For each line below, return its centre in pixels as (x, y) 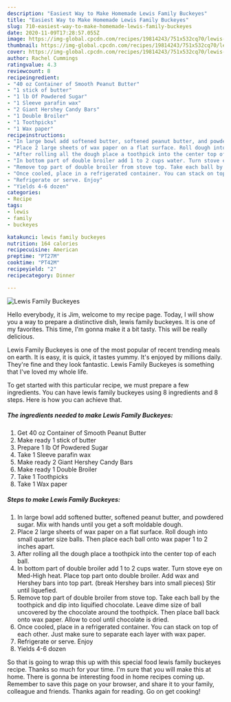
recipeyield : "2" (32, 269)
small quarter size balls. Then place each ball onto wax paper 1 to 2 (112, 539)
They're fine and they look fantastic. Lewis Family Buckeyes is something (111, 364)
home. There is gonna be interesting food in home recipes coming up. (106, 677)
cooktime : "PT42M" (33, 263)
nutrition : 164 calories (43, 244)
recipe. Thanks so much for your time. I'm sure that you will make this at (109, 669)
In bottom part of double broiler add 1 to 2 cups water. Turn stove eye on (120, 568)
